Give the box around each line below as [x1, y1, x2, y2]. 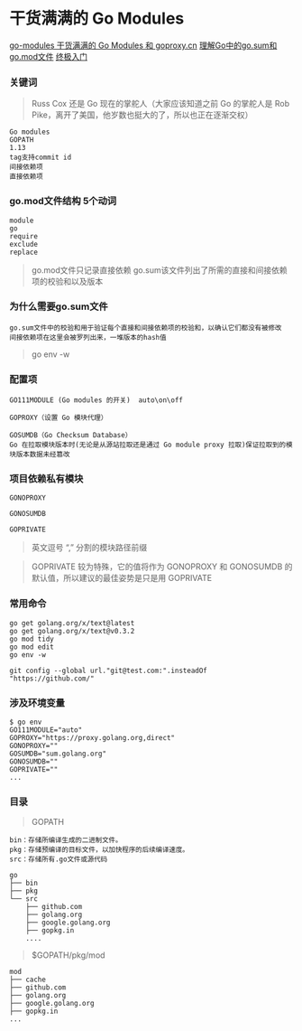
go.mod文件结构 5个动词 [9, 195, 117, 208]
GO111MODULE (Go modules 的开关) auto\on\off [9, 396, 183, 405]
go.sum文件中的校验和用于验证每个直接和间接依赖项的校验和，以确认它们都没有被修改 [9, 323, 282, 333]
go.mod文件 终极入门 [9, 51, 88, 61]
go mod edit [9, 642, 54, 651]
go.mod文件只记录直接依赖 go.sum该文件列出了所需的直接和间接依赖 [31, 264, 288, 276]
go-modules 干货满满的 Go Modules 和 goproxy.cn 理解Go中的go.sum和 [9, 40, 278, 51]
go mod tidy [9, 634, 54, 643]
